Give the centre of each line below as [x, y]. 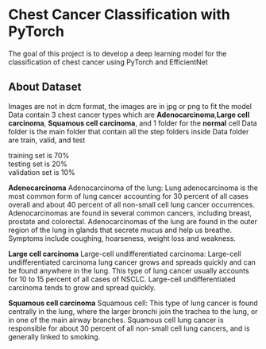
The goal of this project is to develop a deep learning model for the [118, 53]
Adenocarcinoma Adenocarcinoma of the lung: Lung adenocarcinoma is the [133, 188]
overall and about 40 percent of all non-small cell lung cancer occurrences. [132, 204]
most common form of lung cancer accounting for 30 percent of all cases [128, 196]
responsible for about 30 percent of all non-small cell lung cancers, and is [129, 328]
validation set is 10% [42, 172]
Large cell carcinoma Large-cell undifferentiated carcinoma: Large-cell [125, 254]
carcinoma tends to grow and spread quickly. [82, 287]
